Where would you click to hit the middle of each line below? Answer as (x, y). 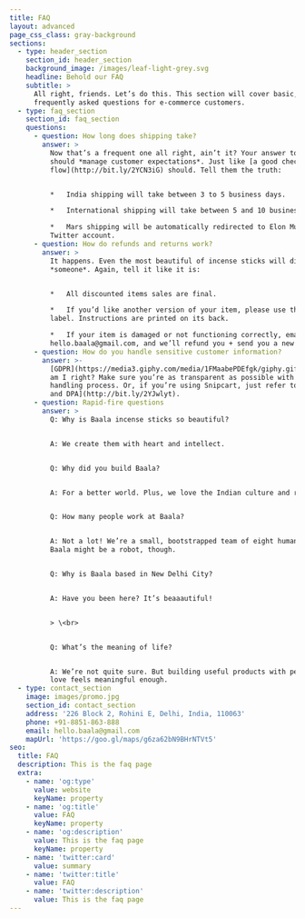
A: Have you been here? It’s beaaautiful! (131, 598)
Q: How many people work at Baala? (117, 517)
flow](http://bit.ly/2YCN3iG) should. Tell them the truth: (166, 170)
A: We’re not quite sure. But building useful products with (167, 672)
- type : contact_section (64, 688)
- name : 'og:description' (75, 833)
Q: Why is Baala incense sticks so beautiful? (139, 419)
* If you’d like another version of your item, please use (167, 310)
